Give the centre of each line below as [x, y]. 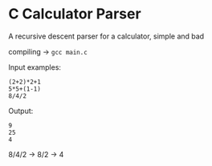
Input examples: [35, 67]
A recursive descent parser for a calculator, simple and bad [106, 36]
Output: [21, 111]
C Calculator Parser [75, 14]
